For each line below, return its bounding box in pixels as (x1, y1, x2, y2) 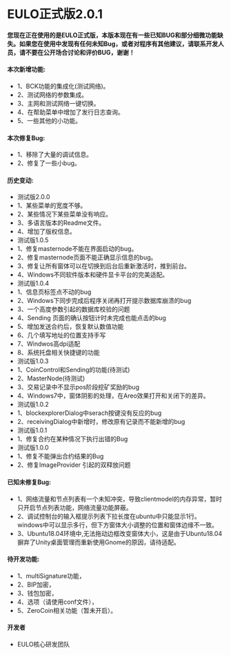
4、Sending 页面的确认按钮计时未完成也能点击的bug (17, 314, 167, 322)
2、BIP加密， (17, 580, 55, 589)
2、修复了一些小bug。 (17, 159, 81, 167)
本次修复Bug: (7, 133, 46, 142)
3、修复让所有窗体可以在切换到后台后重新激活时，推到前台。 (17, 262, 191, 270)
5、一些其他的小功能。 (17, 116, 82, 124)
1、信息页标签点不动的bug (17, 288, 92, 296)
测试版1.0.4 (17, 279, 50, 288)
